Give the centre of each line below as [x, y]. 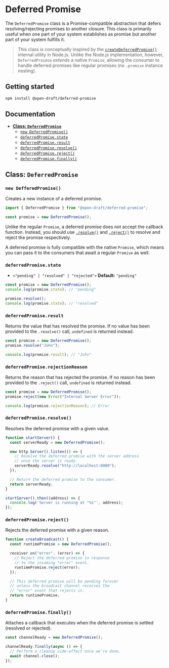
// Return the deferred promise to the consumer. [63, 479]
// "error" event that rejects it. [47, 591]
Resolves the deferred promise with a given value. [57, 428]
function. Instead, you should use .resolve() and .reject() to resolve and [83, 232]
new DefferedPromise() [33, 188]
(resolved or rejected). [29, 628]
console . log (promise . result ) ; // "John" [49, 354]
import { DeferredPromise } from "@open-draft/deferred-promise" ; [77, 208]
